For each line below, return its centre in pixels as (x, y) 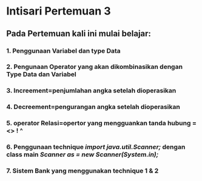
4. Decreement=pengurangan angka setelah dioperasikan (93, 107)
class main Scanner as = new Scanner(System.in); (82, 154)
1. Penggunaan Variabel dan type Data (64, 51)
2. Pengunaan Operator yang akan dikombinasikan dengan (95, 67)
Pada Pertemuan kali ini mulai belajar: (79, 34)
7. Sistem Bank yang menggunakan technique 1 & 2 (82, 171)
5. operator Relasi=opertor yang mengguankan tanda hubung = (102, 123)
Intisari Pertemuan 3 (59, 11)
